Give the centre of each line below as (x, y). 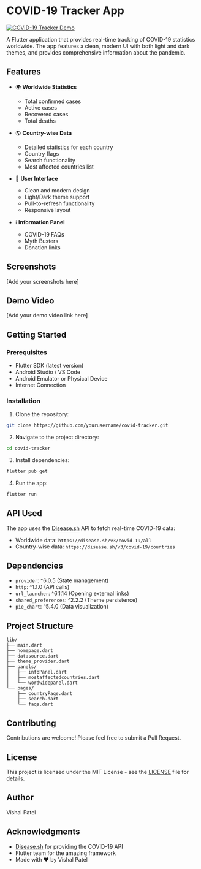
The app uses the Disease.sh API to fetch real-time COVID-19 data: (91, 528)
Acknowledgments (44, 832)
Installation (24, 401)
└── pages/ (20, 688)
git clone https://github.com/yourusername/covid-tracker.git (87, 426)
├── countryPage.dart (45, 694)
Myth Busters (41, 241)
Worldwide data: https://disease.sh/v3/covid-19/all (83, 540)
